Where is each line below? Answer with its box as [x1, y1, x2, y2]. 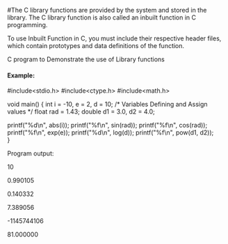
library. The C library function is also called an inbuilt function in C [7, 13, 197, 22]
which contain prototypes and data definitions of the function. [7, 42, 185, 49]
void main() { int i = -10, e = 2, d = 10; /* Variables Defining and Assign [7, 100, 208, 109]
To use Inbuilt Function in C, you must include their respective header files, [7, 34, 222, 43]
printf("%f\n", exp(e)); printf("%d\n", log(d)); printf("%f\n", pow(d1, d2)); [7, 128, 214, 137]
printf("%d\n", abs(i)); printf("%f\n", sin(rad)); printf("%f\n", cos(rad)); [7, 121, 208, 130]
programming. [7, 21, 48, 29]
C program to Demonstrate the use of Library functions [7, 55, 165, 63]
